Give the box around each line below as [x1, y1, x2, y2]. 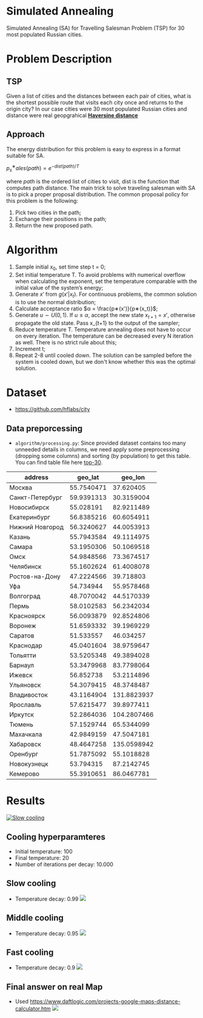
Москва [9, 483, 32, 492]
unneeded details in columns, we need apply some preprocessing [15, 446, 180, 453]
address [24, 473, 49, 482]
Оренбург [9, 750, 39, 759]
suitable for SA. [6, 152, 45, 159]
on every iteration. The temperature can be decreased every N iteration [15, 332, 194, 340]
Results [6, 794, 45, 808]
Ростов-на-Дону [9, 572, 61, 581]
